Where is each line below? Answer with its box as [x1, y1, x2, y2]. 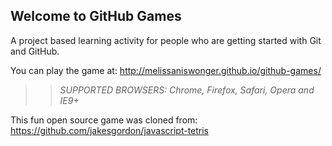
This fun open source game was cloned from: [10, 114, 198, 126]
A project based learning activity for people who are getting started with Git [10, 34, 322, 46]
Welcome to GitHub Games [10, 8, 182, 25]
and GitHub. [10, 45, 60, 57]
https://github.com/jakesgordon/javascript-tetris [10, 124, 210, 136]
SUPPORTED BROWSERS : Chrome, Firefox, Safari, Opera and [59, 84, 315, 96]
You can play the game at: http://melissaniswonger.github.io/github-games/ [10, 64, 322, 76]
